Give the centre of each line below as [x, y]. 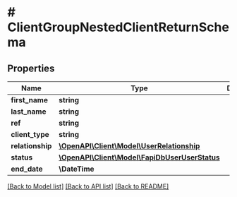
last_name [29, 112]
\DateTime [77, 169]
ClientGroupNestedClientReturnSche [118, 27]
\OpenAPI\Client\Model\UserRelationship [129, 146]
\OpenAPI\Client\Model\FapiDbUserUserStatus [139, 157]
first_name [29, 100]
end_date [27, 169]
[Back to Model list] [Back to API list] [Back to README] [88, 186]
